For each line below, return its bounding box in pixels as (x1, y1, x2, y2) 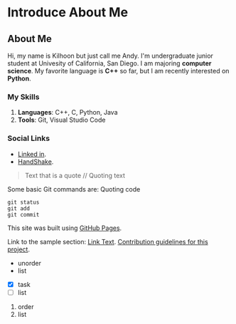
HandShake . (17, 157, 54, 166)
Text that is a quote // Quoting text (24, 171, 126, 179)
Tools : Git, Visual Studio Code (17, 115, 106, 125)
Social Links (7, 133, 50, 143)
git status (7, 199, 40, 206)
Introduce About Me (7, 4, 129, 21)
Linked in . (17, 150, 47, 158)
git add (7, 204, 31, 212)
